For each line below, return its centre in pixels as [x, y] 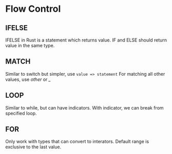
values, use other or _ [28, 79]
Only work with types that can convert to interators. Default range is [77, 142]
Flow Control [33, 9]
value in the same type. [30, 46]
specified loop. [21, 113]
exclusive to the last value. [33, 147]
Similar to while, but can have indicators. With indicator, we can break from [84, 107]
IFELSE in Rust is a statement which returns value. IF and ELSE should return [86, 40]
